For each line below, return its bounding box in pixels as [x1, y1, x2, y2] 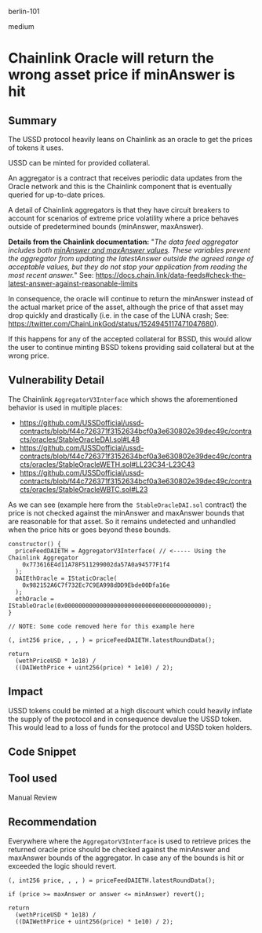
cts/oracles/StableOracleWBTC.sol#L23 [19, 484, 148, 494]
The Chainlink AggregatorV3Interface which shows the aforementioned [8, 394, 238, 403]
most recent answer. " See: [8, 271, 94, 279]
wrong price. [8, 351, 49, 360]
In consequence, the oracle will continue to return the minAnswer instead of [8, 294, 253, 303]
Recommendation [8, 815, 96, 829]
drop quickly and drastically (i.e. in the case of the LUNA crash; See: [8, 311, 230, 320]
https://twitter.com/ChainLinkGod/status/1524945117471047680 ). [8, 319, 219, 328]
